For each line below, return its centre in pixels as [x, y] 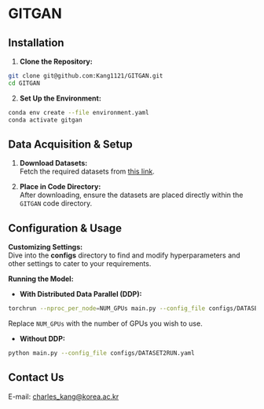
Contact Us [36, 378]
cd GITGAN [24, 83]
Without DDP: [42, 339]
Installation [36, 43]
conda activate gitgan [45, 120]
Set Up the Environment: [60, 98]
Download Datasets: [53, 163]
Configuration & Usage [65, 228]
